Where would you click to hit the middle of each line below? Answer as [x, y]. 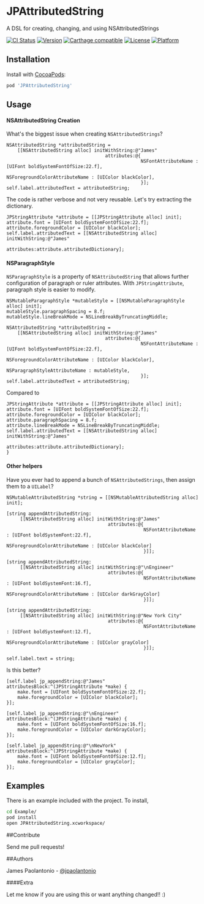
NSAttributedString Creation [43, 120]
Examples [25, 786]
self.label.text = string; [41, 659]
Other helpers [25, 466]
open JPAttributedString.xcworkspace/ [56, 824]
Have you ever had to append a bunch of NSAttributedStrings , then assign [101, 479]
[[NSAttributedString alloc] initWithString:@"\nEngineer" [97, 567]
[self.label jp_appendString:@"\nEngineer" [63, 713]
